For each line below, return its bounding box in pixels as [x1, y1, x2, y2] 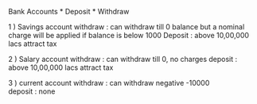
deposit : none [8, 87, 56, 96]
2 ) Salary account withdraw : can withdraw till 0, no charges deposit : [8, 55, 238, 64]
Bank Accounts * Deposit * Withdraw [8, 7, 130, 16]
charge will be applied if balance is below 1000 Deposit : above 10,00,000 [8, 31, 249, 40]
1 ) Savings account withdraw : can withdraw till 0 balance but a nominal [8, 22, 245, 31]
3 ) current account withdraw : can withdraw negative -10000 [8, 79, 210, 87]
